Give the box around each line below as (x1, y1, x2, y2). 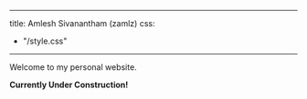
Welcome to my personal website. (9, 62, 137, 73)
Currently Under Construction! (9, 79, 129, 90)
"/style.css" (22, 35, 68, 46)
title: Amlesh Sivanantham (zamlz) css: (9, 18, 155, 28)
